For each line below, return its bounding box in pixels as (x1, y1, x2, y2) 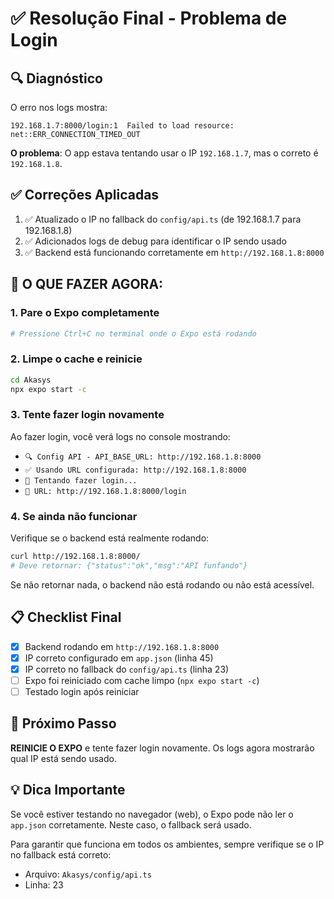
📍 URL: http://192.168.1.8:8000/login (24, 486, 187, 496)
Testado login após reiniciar (24, 685, 140, 697)
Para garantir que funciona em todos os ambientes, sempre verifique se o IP (10, 838, 325, 850)
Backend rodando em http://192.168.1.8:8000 (24, 640, 220, 652)
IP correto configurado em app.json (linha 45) (24, 652, 214, 664)
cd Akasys (10, 375, 52, 385)
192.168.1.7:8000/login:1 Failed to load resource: (10, 121, 235, 131)
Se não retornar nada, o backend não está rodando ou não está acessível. (10, 578, 315, 591)
